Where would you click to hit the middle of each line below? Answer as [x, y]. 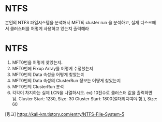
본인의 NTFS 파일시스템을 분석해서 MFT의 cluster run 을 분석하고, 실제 [72, 22]
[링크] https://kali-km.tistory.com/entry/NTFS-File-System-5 [65, 114]
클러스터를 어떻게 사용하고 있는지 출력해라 [50, 28]
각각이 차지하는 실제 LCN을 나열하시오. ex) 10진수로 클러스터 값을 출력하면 [82, 92]
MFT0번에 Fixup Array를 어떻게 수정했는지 [52, 68]
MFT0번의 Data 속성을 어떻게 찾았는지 [48, 74]
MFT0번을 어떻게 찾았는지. [37, 62]
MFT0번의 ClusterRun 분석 [38, 86]
